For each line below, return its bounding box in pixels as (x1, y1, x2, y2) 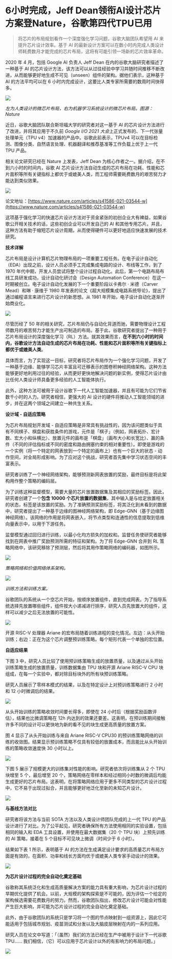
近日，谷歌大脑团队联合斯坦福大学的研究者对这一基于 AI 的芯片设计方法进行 (5, 122, 165, 128)
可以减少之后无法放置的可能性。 (9, 609, 77, 615)
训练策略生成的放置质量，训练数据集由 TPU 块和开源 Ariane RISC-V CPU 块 (5, 664, 164, 670)
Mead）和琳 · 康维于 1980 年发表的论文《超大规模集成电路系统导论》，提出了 (5, 287, 166, 293)
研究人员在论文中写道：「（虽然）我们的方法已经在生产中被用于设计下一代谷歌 (5, 931, 167, 937)
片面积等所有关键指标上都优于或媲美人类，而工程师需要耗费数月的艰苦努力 (5, 171, 162, 177)
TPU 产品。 (5, 147, 30, 153)
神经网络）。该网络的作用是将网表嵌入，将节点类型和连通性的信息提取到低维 (5, 514, 165, 521)
